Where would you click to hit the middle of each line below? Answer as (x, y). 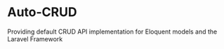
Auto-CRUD (42, 12)
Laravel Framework (35, 38)
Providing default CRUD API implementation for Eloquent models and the (112, 31)
